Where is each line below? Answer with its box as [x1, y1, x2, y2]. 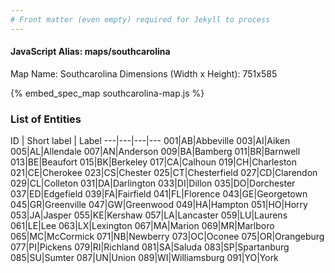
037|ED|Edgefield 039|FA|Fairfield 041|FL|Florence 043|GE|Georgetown [10, 188, 308, 200]
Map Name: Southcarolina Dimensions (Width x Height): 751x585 [10, 67, 278, 80]
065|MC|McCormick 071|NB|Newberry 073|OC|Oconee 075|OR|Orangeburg [10, 231, 325, 243]
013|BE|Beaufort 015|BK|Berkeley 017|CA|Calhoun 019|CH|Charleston [10, 156, 298, 168]
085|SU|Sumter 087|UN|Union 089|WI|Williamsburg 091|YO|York [10, 252, 279, 264]
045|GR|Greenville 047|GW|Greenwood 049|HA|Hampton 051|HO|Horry [10, 199, 308, 211]
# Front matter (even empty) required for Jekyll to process [10, 14, 271, 25]
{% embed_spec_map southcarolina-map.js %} [10, 87, 205, 99]
